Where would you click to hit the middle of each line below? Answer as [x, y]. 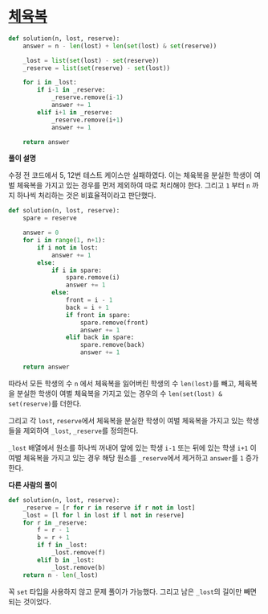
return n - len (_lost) [61, 575]
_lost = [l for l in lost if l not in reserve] [104, 515]
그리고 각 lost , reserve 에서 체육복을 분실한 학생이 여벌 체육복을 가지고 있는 [126, 420]
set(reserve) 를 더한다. [45, 403]
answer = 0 [41, 233]
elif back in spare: [100, 338]
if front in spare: [98, 315]
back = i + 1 [87, 307]
